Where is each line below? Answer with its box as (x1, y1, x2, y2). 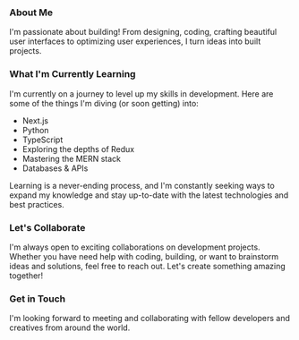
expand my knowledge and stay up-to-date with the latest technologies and (9, 190, 289, 200)
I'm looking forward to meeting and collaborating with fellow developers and (9, 313, 291, 324)
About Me (9, 6, 54, 19)
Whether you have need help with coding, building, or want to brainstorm (9, 251, 279, 261)
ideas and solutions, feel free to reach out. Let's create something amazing (9, 260, 286, 271)
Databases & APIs (21, 163, 89, 174)
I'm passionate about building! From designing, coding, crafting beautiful (9, 27, 278, 38)
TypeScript (21, 134, 64, 145)
